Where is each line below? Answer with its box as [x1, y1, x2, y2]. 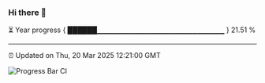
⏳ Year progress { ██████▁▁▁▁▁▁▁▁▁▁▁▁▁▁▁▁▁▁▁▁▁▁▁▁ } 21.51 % [8, 25, 256, 34]
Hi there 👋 [8, 7, 47, 18]
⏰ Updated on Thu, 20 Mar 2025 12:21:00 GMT [8, 51, 162, 60]
